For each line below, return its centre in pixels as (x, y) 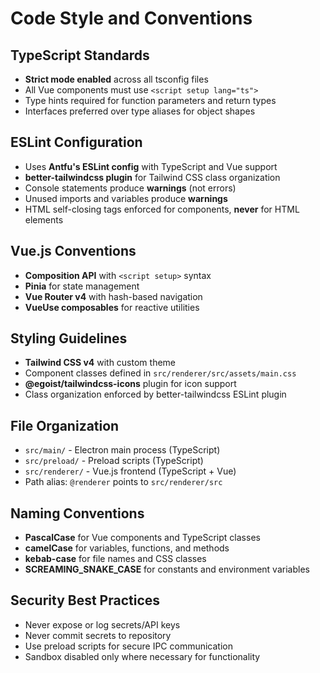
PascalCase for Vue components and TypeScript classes (142, 538)
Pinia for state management (82, 286)
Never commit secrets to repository (98, 635)
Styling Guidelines (69, 338)
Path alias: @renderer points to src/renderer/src (123, 482)
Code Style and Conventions (131, 18)
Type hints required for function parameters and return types (150, 100)
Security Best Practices (85, 600)
